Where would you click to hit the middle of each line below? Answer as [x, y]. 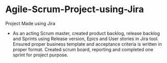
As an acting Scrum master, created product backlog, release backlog [86, 33]
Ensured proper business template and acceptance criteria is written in [87, 44]
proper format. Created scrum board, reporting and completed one [83, 49]
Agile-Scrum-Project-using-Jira [75, 9]
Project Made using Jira [30, 23]
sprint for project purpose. [40, 55]
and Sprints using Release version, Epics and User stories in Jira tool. [86, 39]
